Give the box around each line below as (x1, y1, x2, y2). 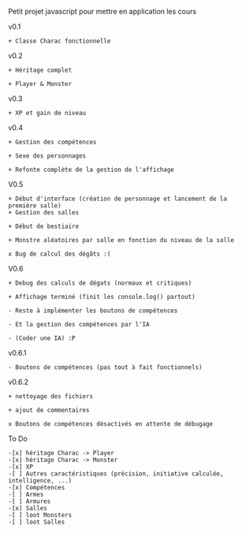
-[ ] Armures (8, 498, 51, 505)
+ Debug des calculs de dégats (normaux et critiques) (8, 279, 192, 287)
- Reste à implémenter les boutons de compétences (8, 307, 178, 315)
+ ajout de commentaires (8, 406, 90, 414)
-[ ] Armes (8, 490, 44, 498)
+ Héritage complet (8, 66, 73, 74)
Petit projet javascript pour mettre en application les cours (8, 7, 197, 16)
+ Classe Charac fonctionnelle (8, 37, 111, 45)
